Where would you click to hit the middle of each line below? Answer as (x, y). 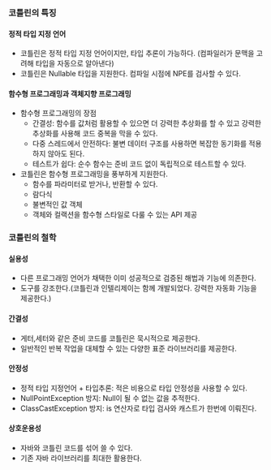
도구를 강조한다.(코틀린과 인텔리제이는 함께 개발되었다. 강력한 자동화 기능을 (138, 288)
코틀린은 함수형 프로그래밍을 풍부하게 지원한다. (94, 174)
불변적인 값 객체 (57, 205)
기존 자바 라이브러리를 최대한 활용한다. (81, 458)
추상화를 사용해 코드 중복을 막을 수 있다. (95, 134)
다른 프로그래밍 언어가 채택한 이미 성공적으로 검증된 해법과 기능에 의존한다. (138, 278)
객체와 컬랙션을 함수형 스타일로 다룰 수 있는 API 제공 (114, 215)
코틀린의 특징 (32, 12)
